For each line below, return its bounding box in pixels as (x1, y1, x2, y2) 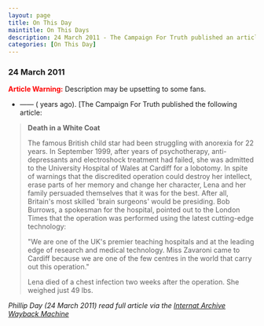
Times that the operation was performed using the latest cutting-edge (27, 214, 254, 223)
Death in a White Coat (27, 123, 101, 133)
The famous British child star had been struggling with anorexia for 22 (27, 138, 254, 148)
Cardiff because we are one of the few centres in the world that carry (27, 254, 252, 263)
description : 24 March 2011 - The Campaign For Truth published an (8, 33, 234, 42)
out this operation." (27, 262, 90, 272)
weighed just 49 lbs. (27, 286, 93, 295)
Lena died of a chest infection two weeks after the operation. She (27, 277, 240, 287)
